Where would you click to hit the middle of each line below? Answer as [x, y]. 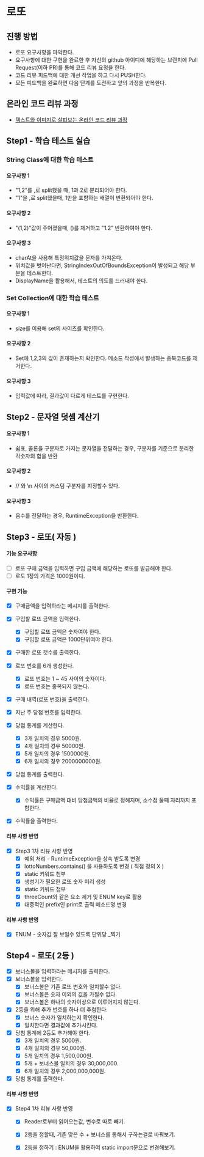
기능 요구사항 [22, 554]
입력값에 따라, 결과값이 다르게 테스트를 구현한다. [72, 396]
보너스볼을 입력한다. [39, 979]
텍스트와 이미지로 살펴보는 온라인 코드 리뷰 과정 [71, 120]
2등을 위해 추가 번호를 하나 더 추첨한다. [62, 1010]
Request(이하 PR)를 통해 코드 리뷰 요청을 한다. [70, 68]
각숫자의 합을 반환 [36, 456]
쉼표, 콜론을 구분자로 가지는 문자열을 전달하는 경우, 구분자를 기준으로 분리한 [104, 448]
